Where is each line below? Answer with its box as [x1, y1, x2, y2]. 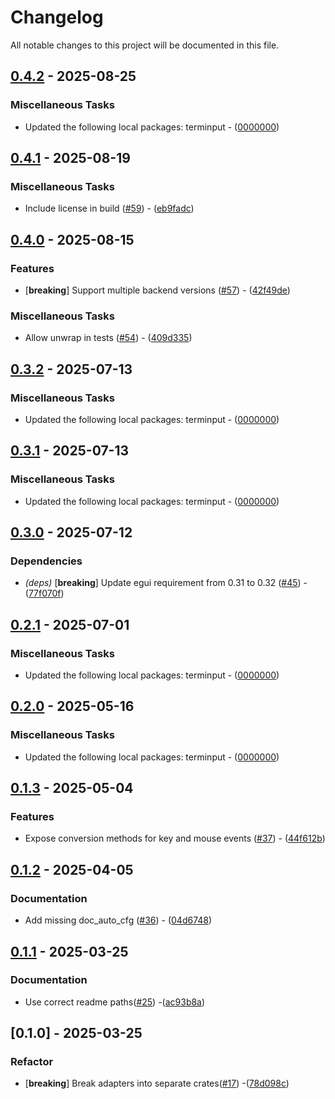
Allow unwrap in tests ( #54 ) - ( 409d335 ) [24, 332, 193, 344]
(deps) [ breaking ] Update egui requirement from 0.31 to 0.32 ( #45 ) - [24, 577, 308, 589]
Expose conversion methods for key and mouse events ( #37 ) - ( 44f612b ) [24, 832, 326, 845]
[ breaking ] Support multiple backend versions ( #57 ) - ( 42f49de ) [24, 284, 291, 296]
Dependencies [10, 554, 83, 568]
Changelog [10, 6, 104, 29]
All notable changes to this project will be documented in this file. [10, 39, 280, 51]
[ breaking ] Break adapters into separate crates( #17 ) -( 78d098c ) [24, 1077, 290, 1090]
